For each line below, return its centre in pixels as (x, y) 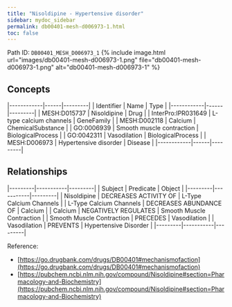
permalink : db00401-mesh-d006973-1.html (66, 26)
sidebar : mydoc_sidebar (42, 20)
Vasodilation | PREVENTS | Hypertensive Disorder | (80, 225)
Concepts (29, 89)
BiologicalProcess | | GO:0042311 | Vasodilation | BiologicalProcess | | (107, 135)
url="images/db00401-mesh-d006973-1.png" (72, 60)
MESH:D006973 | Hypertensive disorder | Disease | (81, 143)
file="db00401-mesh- (170, 60)
